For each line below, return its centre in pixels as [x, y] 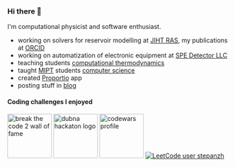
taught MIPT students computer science [76, 71]
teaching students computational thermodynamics [91, 63]
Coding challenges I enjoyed [50, 101]
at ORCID [31, 48]
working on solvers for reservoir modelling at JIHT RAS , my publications [122, 40]
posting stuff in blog [47, 86]
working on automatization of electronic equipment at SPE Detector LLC [122, 55]
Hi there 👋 [25, 11]
